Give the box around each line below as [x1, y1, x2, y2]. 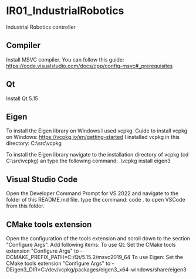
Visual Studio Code [6, 174, 78, 184]
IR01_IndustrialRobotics [6, 4, 124, 18]
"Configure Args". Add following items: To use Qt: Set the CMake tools [6, 241, 176, 248]
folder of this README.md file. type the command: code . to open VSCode [6, 196, 185, 203]
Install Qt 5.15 [6, 95, 38, 102]
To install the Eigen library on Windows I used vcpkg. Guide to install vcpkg [6, 127, 188, 134]
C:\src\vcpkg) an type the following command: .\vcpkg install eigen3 [6, 157, 171, 165]
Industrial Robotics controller [6, 23, 76, 30]
